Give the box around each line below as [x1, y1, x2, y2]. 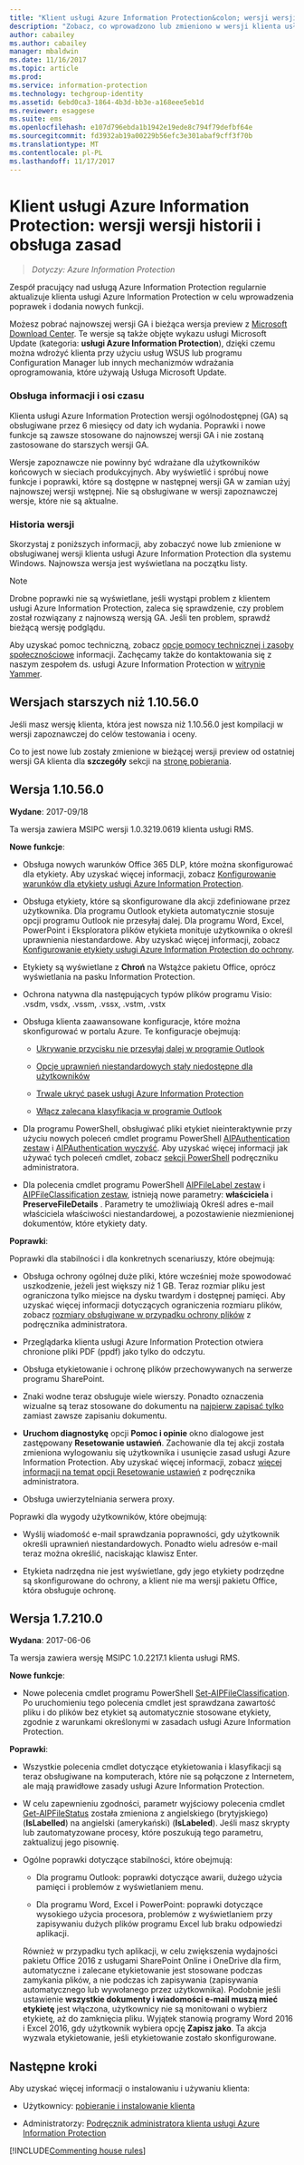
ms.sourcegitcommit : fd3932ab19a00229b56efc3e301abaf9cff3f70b [9, 132, 253, 141]
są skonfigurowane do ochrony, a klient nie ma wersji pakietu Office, [22, 1575, 278, 1586]
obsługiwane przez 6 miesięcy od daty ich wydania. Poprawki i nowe [9, 419, 266, 431]
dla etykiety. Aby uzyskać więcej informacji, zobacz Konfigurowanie [22, 868, 277, 879]
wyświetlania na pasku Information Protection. [22, 971, 195, 982]
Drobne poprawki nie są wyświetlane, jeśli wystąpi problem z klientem [9, 593, 271, 604]
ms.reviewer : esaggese [9, 106, 95, 115]
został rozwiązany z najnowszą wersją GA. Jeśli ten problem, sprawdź [9, 612, 271, 623]
